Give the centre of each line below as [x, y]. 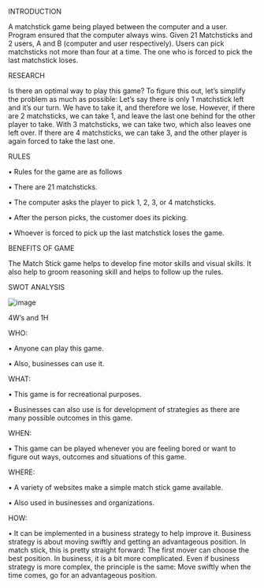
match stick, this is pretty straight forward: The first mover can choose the [129, 550]
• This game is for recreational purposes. [75, 394]
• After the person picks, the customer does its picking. [98, 217]
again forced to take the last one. [62, 141]
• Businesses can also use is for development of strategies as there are [124, 409]
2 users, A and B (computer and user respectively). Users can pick [116, 43]
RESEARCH [27, 75]
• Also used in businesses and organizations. [82, 503]
